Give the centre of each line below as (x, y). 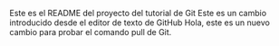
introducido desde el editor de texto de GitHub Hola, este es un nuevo (139, 23)
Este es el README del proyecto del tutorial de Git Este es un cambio (138, 13)
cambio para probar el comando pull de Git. (91, 32)
